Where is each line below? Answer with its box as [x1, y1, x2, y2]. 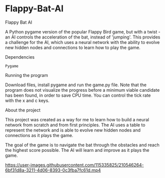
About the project [5, 107, 41, 113]
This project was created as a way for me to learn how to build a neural [5, 116, 149, 122]
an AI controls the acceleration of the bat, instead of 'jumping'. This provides [5, 34, 161, 40]
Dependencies [5, 54, 35, 60]
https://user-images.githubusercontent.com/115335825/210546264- [5, 162, 144, 168]
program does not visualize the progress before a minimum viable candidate [5, 87, 160, 93]
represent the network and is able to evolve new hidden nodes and [5, 127, 141, 133]
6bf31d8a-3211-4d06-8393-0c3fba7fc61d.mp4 [5, 167, 101, 173]
